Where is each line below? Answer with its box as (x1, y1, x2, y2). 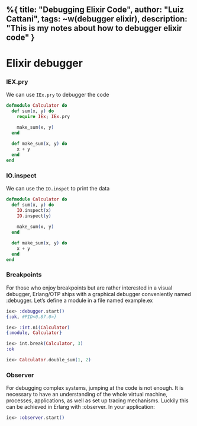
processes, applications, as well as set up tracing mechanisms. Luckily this (6, 397, 189, 404)
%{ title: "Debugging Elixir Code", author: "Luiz (6, 5, 185, 15)
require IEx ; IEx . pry (17, 113, 70, 119)
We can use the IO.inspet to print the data (6, 185, 110, 192)
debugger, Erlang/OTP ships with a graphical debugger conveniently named (6, 290, 191, 297)
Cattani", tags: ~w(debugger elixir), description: (6, 14, 188, 24)
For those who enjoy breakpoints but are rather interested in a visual (6, 284, 173, 291)
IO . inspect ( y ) (17, 213, 51, 219)
